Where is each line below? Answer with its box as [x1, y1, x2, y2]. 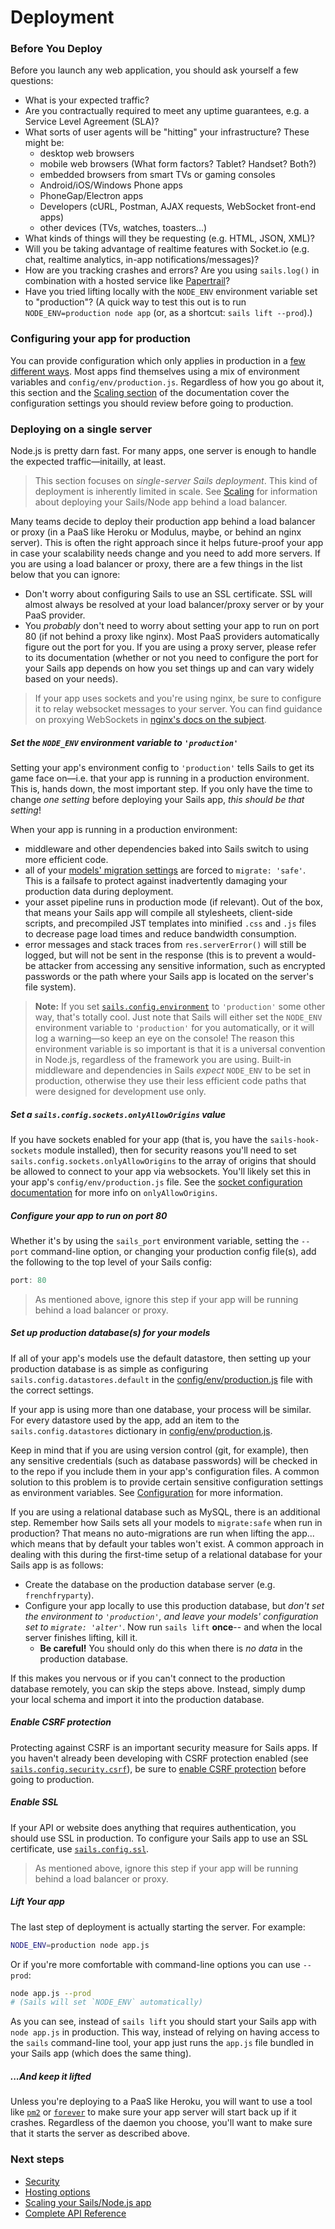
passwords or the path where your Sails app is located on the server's [24, 971, 314, 983]
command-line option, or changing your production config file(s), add [30, 1245, 317, 1257]
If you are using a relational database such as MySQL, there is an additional [10, 1506, 321, 1518]
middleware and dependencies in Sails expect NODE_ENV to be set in [34, 1064, 312, 1076]
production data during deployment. [24, 886, 174, 898]
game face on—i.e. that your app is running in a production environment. [10, 772, 310, 785]
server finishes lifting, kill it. [24, 1631, 138, 1643]
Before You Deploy [10, 42, 103, 56]
